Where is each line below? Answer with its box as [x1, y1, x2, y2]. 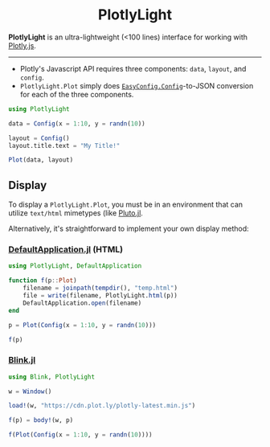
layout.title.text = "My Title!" [8, 141, 121, 150]
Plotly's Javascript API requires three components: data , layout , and [19, 64, 247, 73]
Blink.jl [8, 355, 36, 366]
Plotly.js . [8, 40, 36, 50]
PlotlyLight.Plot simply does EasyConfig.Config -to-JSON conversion [19, 80, 254, 90]
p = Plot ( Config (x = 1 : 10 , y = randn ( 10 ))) [8, 321, 157, 329]
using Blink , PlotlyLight [8, 372, 95, 381]
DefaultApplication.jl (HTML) [8, 244, 123, 255]
